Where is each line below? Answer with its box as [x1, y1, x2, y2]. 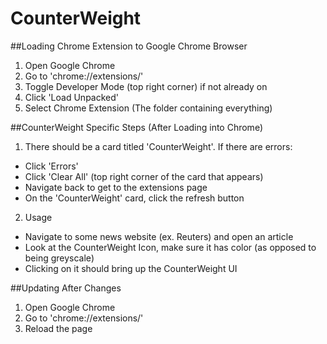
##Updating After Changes [10, 282, 122, 294]
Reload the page [24, 322, 93, 334]
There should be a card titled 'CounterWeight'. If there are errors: [24, 140, 293, 152]
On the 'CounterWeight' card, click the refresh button [24, 192, 245, 204]
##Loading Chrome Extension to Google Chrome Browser [10, 40, 248, 52]
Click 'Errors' [24, 160, 79, 172]
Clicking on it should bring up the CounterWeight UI [24, 262, 238, 274]
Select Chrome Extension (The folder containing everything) [24, 102, 273, 114]
